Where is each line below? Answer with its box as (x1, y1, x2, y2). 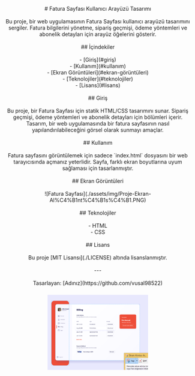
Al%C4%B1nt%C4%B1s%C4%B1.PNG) (49, 196, 146, 204)
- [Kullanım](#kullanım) (70, 62, 126, 70)
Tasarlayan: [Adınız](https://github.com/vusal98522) (32, 279, 163, 287)
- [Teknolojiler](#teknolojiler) (62, 75, 133, 82)
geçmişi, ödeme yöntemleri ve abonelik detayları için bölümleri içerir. (13, 114, 183, 121)
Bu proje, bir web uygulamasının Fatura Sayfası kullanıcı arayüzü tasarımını (5, 18, 190, 25)
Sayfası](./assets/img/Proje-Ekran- (65, 190, 151, 197)
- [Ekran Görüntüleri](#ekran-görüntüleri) (47, 69, 149, 76)
